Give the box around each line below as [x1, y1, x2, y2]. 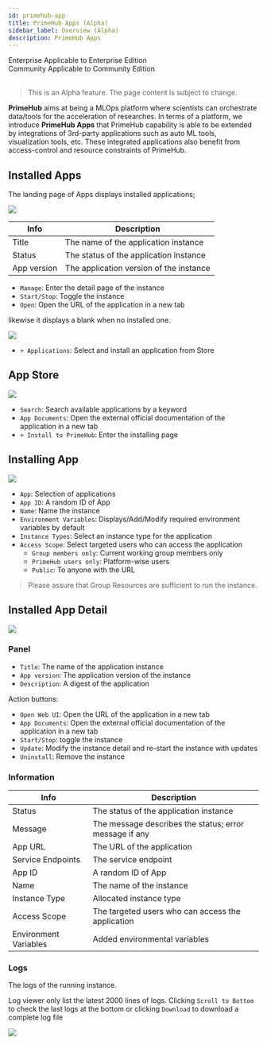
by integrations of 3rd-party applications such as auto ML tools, [8, 129, 217, 138]
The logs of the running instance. [8, 981, 117, 990]
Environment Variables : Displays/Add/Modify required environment [19, 514, 241, 524]
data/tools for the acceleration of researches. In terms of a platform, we [8, 112, 242, 122]
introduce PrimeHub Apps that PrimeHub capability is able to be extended [8, 120, 253, 130]
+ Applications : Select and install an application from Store [19, 346, 215, 355]
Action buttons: [8, 694, 59, 703]
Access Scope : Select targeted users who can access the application [19, 540, 243, 549]
